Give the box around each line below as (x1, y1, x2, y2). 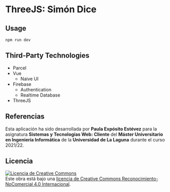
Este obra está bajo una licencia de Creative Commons (5, 176, 121, 182)
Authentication (20, 86, 52, 92)
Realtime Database (20, 92, 60, 98)
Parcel (12, 65, 27, 71)
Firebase (12, 81, 32, 87)
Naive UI (20, 76, 39, 82)
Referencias (5, 112, 45, 121)
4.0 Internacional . (34, 181, 71, 187)
